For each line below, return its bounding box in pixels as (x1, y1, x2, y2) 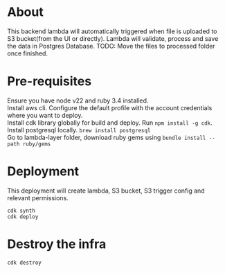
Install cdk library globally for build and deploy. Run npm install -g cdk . (7, 118, 213, 127)
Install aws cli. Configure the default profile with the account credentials (7, 103, 213, 112)
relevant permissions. (7, 193, 69, 202)
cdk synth (7, 207, 36, 214)
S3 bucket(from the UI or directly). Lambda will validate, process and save (7, 34, 219, 42)
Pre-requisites (7, 73, 92, 89)
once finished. (7, 49, 48, 58)
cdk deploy (7, 213, 39, 220)
